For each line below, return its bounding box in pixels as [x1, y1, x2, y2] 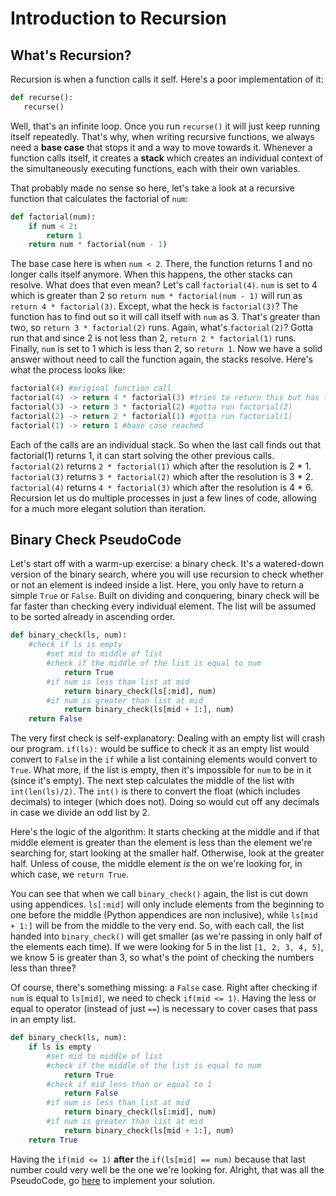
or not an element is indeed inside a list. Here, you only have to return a [10, 579, 305, 591]
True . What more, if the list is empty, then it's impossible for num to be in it [10, 764, 312, 776]
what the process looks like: [10, 364, 126, 376]
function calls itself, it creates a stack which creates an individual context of [10, 152, 324, 164]
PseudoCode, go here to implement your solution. [10, 1174, 215, 1186]
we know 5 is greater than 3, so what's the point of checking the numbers [10, 952, 315, 964]
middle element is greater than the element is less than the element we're [10, 837, 313, 849]
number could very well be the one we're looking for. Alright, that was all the [10, 1163, 325, 1176]
